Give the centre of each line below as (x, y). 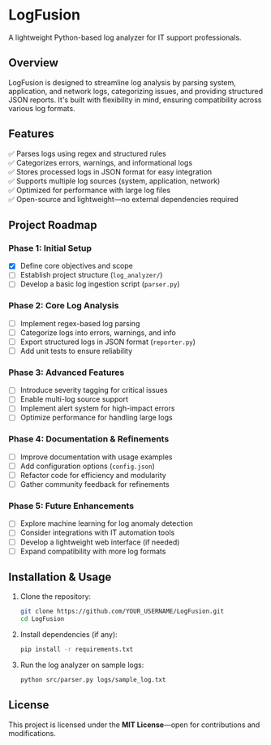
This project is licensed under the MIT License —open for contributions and (134, 725)
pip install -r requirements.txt (77, 650)
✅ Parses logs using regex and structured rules (87, 153)
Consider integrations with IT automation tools (97, 532)
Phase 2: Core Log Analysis (64, 306)
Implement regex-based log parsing (80, 323)
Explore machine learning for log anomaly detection (106, 523)
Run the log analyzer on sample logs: (82, 665)
